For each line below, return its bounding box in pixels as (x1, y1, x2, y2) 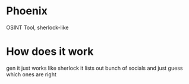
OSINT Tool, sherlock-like (6, 24, 69, 31)
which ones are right (6, 70, 56, 78)
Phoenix (6, 4, 48, 18)
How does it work (6, 45, 94, 58)
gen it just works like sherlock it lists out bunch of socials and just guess (6, 64, 183, 71)
